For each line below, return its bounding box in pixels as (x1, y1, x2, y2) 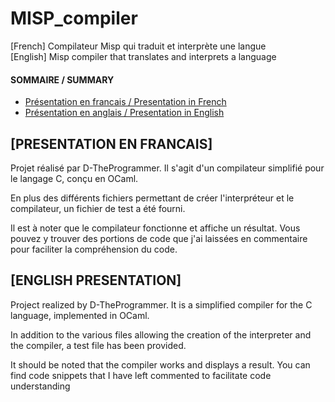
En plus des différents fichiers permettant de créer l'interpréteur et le (10, 192, 295, 204)
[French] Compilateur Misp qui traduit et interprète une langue (10, 40, 267, 52)
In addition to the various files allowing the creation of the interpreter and (10, 328, 312, 341)
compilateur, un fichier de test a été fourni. (10, 202, 186, 214)
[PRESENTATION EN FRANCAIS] (10, 135, 213, 152)
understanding (10, 380, 71, 392)
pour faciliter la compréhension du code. (10, 243, 178, 255)
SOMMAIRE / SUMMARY (10, 73, 115, 86)
